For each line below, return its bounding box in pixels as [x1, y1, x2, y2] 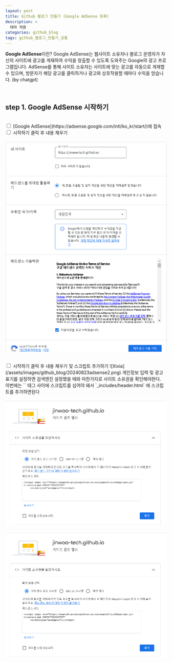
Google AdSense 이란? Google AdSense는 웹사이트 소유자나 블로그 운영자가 [5, 51, 160, 57]
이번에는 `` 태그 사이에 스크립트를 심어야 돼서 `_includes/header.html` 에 [5, 382, 150, 388]
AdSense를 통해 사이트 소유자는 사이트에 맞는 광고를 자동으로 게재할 [28, 64, 165, 69]
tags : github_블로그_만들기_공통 [5, 35, 68, 41]
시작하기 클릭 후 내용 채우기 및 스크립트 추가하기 [12, 363, 109, 369]
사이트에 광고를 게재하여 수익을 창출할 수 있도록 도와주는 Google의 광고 [14, 57, 157, 63]
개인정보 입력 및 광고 [122, 369, 164, 375]
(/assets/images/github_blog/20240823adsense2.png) [5, 369, 121, 375]
